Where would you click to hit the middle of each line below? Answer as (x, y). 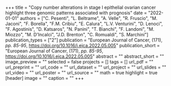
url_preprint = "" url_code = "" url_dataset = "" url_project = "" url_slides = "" (86, 67)
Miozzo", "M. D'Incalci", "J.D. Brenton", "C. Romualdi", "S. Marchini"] (77, 35)
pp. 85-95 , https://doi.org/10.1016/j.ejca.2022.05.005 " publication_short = (82, 45)
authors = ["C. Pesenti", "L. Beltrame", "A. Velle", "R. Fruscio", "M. (89, 18)
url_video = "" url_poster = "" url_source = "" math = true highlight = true (81, 73)
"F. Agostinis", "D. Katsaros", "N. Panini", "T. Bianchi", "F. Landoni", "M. (80, 29)
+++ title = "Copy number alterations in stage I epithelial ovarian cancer (81, 7)
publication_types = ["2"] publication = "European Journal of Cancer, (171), (84, 40)
